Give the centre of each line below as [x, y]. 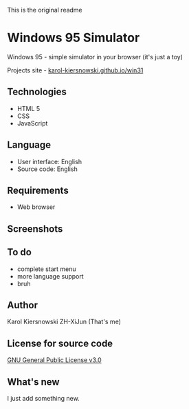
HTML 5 [29, 108]
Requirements [38, 190]
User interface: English [49, 161]
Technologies [37, 92]
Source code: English [47, 169]
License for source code [60, 343]
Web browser [36, 207]
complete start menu [47, 269]
